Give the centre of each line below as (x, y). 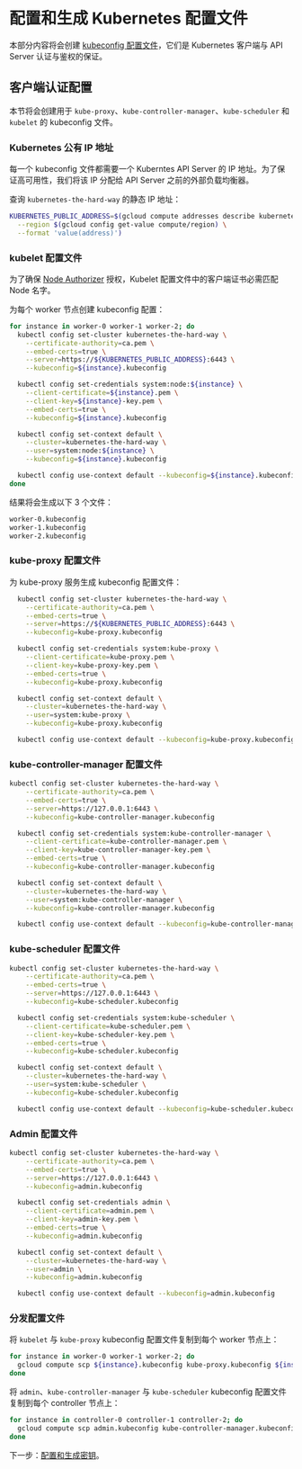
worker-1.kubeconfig (48, 527)
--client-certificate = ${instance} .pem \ (102, 393)
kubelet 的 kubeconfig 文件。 (64, 121)
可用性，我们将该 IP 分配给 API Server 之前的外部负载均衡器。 (139, 180)
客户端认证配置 (51, 88)
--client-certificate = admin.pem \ (90, 1211)
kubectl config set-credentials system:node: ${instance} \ (130, 385)
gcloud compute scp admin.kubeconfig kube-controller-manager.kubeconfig (158, 1428)
